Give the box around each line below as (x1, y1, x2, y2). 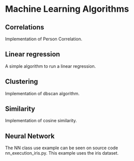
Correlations (5, 23, 44, 31)
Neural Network (5, 132, 55, 140)
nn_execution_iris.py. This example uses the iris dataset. (5, 150, 119, 156)
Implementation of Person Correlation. (5, 36, 82, 42)
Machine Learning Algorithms (5, 3, 129, 15)
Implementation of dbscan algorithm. (5, 90, 80, 96)
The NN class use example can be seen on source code (5, 145, 118, 151)
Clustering (5, 78, 38, 86)
